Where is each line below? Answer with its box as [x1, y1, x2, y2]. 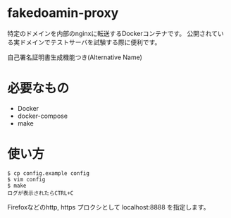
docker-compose [17, 111, 68, 120]
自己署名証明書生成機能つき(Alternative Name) [7, 53, 143, 61]
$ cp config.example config [7, 169, 90, 177]
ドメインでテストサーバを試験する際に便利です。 [19, 37, 161, 47]
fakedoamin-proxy [7, 5, 119, 21]
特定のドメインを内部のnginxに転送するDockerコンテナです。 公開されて [7, 29, 218, 37]
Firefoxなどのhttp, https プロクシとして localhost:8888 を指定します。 [7, 202, 210, 211]
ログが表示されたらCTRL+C [7, 189, 74, 197]
